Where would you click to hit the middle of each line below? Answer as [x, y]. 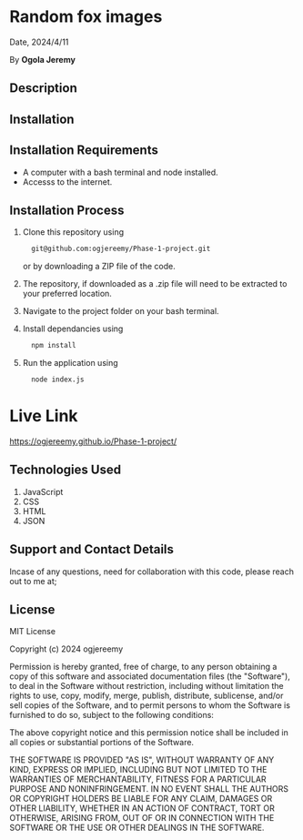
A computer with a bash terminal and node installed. [120, 172]
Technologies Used [65, 470]
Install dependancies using [73, 329]
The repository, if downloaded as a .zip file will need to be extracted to [155, 284]
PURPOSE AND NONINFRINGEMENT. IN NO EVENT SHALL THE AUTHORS [149, 789]
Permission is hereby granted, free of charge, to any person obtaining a [143, 667]
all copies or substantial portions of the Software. [101, 743]
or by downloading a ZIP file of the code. [99, 267]
